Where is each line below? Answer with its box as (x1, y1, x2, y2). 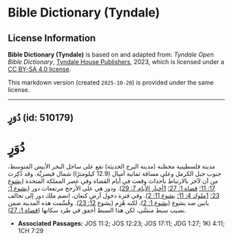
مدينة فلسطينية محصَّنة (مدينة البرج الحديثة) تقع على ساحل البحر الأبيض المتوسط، (8, 162, 215, 171)
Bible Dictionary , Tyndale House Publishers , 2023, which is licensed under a (8, 58, 224, 66)
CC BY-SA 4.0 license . (8, 65, 72, 73)
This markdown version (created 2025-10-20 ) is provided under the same (8, 78, 214, 87)
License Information (8, 32, 96, 44)
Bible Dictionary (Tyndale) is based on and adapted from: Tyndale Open (8, 50, 214, 58)
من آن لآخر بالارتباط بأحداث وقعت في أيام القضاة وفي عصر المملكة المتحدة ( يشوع (8, 177, 219, 185)
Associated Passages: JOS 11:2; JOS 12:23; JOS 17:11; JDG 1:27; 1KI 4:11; (17, 219, 225, 228)
